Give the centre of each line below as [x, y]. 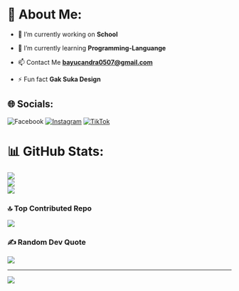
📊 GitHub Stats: [56, 151]
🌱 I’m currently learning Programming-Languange [92, 48]
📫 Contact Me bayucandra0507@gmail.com [85, 62]
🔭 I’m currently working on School [68, 34]
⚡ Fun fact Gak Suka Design [59, 79]
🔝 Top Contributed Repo [50, 208]
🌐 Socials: [31, 104]
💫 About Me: [45, 15]
